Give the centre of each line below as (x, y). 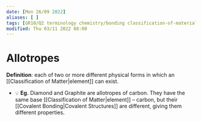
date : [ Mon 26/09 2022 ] (36, 12)
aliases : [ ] (23, 17)
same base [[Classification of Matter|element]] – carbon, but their (96, 100)
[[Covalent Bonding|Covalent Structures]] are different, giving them (98, 106)
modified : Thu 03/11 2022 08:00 (47, 29)
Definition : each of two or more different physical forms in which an (90, 75)
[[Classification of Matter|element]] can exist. (63, 81)
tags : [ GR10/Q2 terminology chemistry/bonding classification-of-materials (103, 23)
